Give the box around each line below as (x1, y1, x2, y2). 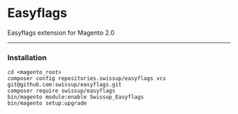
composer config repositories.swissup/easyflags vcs (7, 75, 166, 82)
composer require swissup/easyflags (7, 87, 115, 95)
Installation (7, 52, 47, 62)
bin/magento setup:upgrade (7, 100, 87, 107)
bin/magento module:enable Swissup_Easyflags (7, 93, 144, 101)
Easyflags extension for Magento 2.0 (7, 28, 115, 37)
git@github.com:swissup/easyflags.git (7, 81, 122, 89)
